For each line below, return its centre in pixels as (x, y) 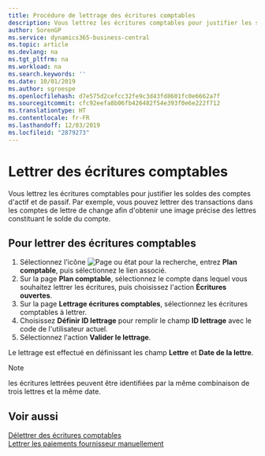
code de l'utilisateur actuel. (63, 329)
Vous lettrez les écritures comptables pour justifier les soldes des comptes (129, 193)
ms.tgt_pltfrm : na (38, 60)
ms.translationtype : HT (47, 111)
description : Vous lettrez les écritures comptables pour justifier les (130, 23)
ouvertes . (36, 295)
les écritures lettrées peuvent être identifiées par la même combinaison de (129, 384)
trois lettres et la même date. (54, 391)
